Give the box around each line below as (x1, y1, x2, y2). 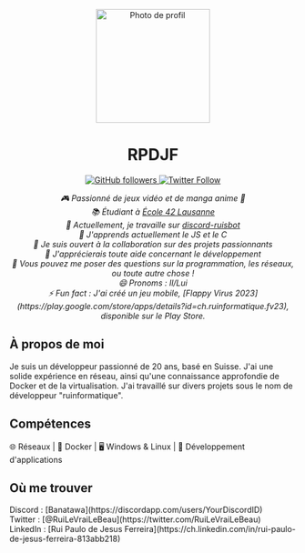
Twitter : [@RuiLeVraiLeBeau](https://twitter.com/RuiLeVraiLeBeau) (9, 514, 261, 525)
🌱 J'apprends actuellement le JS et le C (78, 228, 228, 240)
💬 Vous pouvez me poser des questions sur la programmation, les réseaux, (12, 257, 294, 268)
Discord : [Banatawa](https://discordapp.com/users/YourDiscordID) (9, 505, 263, 516)
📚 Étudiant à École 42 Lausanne (90, 206, 216, 217)
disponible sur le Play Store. (100, 310, 206, 321)
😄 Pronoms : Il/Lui (117, 277, 188, 288)
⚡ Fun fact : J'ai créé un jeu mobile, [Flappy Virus (47, 287, 234, 298)
